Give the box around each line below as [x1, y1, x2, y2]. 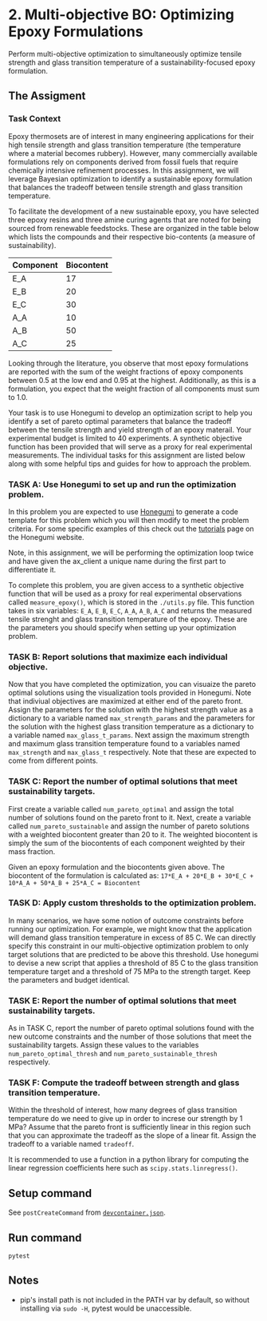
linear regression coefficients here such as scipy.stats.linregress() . [8, 1163, 238, 1173]
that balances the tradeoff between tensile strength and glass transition [8, 182, 243, 192]
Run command [8, 1231, 82, 1244]
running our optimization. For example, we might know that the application [8, 924, 253, 933]
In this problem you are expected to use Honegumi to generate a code [8, 506, 239, 517]
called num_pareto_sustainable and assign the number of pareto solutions [8, 821, 249, 831]
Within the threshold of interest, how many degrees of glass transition [8, 1105, 238, 1115]
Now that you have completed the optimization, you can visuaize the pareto [8, 680, 257, 689]
